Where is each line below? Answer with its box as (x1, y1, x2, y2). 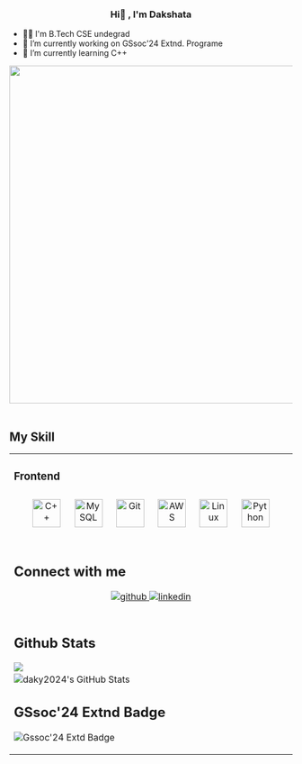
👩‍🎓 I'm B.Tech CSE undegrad (22, 29, 130, 40)
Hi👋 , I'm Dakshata (110, 8, 192, 21)
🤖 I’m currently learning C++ (22, 48, 128, 59)
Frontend (13, 469, 61, 484)
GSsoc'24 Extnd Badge (13, 703, 166, 721)
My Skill (9, 429, 56, 444)
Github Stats (13, 634, 96, 652)
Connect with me (13, 562, 127, 580)
